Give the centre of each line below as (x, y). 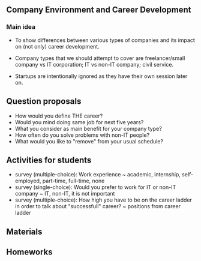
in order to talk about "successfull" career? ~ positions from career (98, 206)
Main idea (21, 27)
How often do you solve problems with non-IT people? (82, 135)
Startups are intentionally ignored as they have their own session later (101, 76)
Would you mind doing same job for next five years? (79, 122)
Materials (24, 231)
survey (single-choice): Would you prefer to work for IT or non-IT (95, 187)
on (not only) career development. (57, 46)
